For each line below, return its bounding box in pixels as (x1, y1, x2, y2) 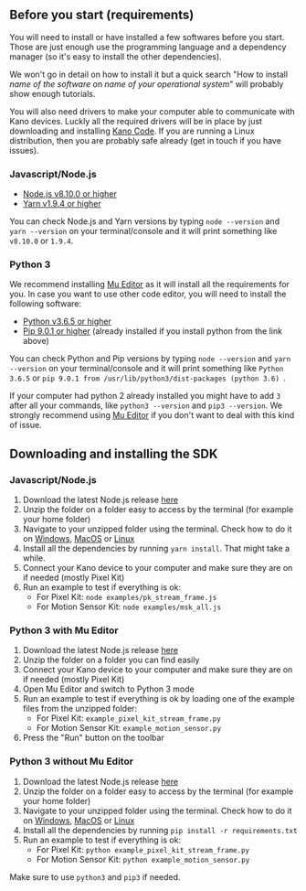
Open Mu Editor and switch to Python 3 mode (22, 683, 195, 694)
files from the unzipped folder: (22, 703, 138, 714)
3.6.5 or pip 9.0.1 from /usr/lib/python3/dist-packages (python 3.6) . (9, 372, 286, 383)
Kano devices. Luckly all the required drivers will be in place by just (9, 115, 263, 126)
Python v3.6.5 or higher (22, 316, 112, 327)
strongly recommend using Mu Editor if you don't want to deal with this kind (9, 410, 295, 421)
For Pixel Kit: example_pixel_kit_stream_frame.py (36, 713, 221, 724)
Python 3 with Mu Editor (9, 624, 119, 637)
